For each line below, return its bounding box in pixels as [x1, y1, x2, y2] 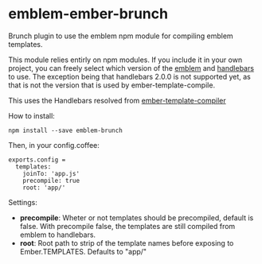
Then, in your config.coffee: [8, 140, 100, 149]
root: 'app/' [22, 184, 66, 192]
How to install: [8, 111, 56, 120]
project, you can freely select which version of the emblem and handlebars [8, 63, 255, 72]
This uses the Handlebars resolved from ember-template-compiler [8, 95, 227, 105]
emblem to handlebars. [19, 230, 96, 239]
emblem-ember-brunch [8, 5, 169, 23]
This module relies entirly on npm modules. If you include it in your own [8, 55, 243, 64]
